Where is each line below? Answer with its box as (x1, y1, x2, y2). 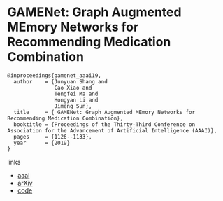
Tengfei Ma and (54, 90, 99, 97)
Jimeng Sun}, (54, 102, 92, 109)
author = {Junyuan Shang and (13, 78, 108, 85)
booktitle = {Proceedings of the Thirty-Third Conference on (13, 120, 196, 128)
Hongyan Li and (54, 96, 99, 104)
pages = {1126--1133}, (13, 133, 92, 140)
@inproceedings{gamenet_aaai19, (7, 71, 101, 79)
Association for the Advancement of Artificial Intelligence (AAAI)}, (7, 127, 217, 134)
